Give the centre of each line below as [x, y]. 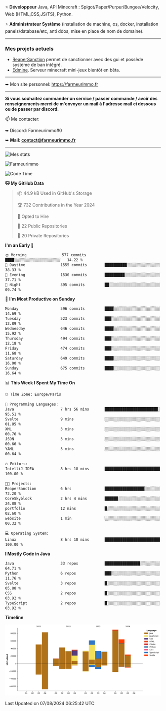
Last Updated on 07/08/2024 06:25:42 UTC [50, 703]
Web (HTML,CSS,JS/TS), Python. [39, 14]
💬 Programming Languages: [32, 404]
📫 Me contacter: [22, 119]
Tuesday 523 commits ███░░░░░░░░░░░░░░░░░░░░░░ [83, 319]
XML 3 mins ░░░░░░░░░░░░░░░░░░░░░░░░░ [83, 429]
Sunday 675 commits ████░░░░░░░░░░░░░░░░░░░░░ [83, 368]
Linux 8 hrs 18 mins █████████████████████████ [83, 540]
